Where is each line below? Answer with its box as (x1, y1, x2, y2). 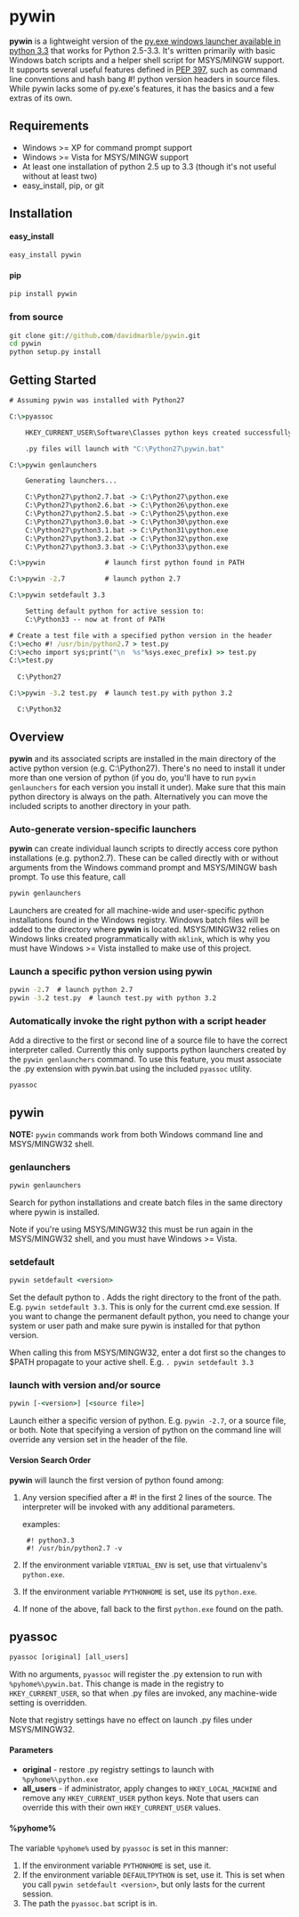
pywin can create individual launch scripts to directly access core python (9, 843, 279, 854)
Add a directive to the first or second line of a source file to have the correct (9, 1035, 287, 1045)
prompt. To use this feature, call (9, 872, 126, 882)
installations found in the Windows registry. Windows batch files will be (9, 914, 270, 925)
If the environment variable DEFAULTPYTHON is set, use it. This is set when (21, 1869, 285, 1880)
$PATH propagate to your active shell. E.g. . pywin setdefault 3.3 (9, 1357, 255, 1368)
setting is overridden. (9, 1698, 87, 1708)
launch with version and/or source (9, 1379, 161, 1392)
